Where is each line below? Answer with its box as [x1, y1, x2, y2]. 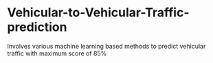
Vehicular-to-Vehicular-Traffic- [7, 5, 190, 21]
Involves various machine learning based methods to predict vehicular [7, 42, 206, 50]
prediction [7, 19, 67, 35]
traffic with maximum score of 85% [7, 49, 107, 58]
